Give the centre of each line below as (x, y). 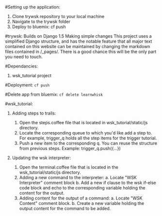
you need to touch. (24, 57)
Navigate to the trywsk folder (41, 22)
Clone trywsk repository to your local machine (58, 16)
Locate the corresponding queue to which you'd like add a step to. (86, 133)
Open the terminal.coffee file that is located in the (69, 167)
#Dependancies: (21, 66)
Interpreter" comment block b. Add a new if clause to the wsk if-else (88, 183)
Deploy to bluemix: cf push (39, 27)
